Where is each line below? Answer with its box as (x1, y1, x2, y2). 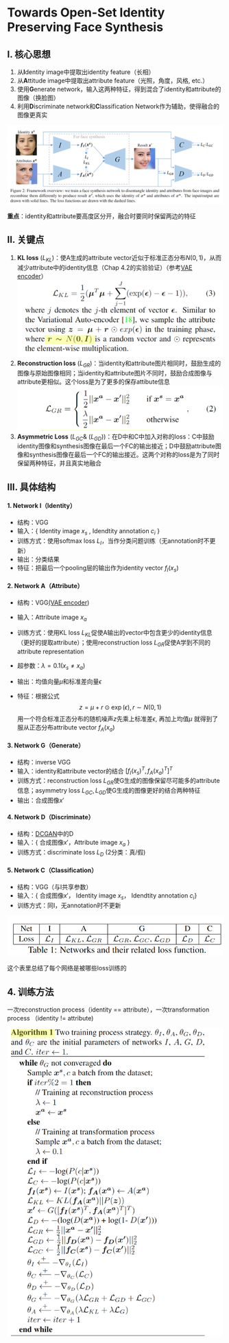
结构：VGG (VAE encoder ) (16, 598, 90, 607)
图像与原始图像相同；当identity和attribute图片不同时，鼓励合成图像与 (16, 369, 213, 377)
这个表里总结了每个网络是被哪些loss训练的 (7, 964, 127, 972)
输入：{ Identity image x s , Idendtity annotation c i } (16, 526, 160, 537)
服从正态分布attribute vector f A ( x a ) (16, 723, 115, 733)
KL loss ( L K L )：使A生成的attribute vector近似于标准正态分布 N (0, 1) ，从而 (16, 253, 221, 264)
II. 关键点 (7, 234, 45, 246)
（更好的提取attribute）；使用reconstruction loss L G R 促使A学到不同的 (16, 638, 211, 648)
